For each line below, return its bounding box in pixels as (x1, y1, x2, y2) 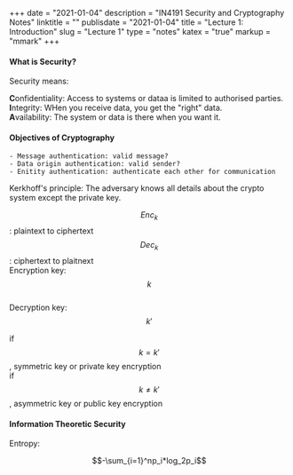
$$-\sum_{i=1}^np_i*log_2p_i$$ (91, 455, 207, 466)
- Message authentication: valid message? (9, 152, 169, 161)
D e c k (139, 240, 159, 252)
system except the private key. (9, 193, 122, 203)
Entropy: (9, 439, 40, 449)
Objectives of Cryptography (9, 132, 115, 143)
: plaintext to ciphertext (9, 226, 94, 236)
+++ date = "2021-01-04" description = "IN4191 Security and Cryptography (9, 8, 285, 18)
